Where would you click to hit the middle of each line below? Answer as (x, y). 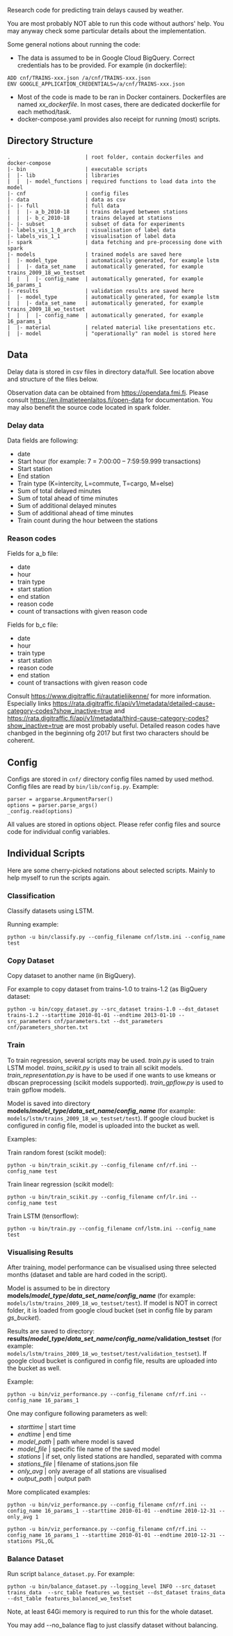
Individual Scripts (46, 854)
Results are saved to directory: (51, 1331)
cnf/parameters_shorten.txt (48, 1028)
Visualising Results (40, 1252)
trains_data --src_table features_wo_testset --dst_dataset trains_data (116, 1593)
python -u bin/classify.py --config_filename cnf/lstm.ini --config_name (116, 937)
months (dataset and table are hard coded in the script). (87, 1275)
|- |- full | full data (63, 206)
